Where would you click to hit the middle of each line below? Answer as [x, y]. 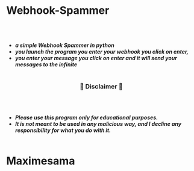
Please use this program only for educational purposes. [86, 117]
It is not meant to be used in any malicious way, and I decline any [98, 124]
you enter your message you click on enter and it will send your [96, 58]
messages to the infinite [46, 64]
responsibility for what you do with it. [63, 131]
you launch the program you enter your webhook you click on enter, [102, 51]
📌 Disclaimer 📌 [101, 86]
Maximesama [41, 161]
